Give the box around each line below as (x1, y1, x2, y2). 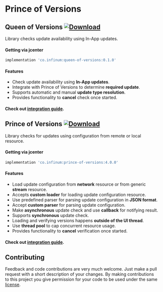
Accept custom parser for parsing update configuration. (12, 202, 126, 208)
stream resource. (12, 186, 47, 192)
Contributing (5, 253, 45, 261)
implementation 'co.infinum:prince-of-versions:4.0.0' (5, 160, 119, 165)
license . (5, 282, 21, 288)
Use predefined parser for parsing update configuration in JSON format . (12, 196, 158, 203)
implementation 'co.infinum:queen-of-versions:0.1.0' (5, 58, 117, 63)
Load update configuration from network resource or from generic (12, 181, 146, 187)
